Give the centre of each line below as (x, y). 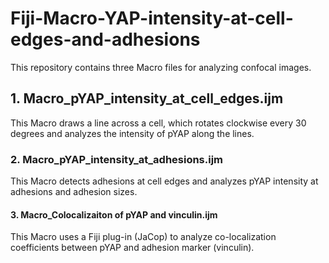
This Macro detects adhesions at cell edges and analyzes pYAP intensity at (164, 181)
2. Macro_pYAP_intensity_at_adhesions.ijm (117, 159)
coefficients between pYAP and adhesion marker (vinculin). (132, 248)
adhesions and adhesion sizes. (74, 192)
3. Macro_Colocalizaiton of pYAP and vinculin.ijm (114, 214)
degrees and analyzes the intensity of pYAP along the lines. (132, 133)
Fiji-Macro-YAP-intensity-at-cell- (152, 18)
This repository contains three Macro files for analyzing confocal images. (161, 67)
